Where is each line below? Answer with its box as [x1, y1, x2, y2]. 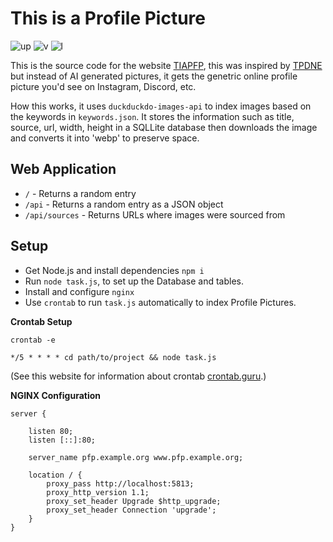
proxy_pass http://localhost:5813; [46, 478, 195, 489]
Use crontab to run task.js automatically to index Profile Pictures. [24, 296, 297, 308]
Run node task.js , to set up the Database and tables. [24, 275, 244, 287]
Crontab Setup [10, 315, 73, 327]
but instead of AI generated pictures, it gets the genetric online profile [10, 70, 298, 82]
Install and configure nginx [24, 285, 135, 297]
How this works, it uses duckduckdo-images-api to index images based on [10, 100, 312, 112]
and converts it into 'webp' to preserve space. [10, 132, 200, 144]
